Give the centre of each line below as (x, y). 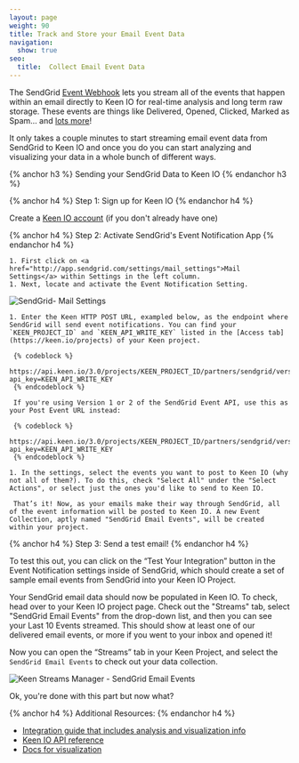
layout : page (33, 17)
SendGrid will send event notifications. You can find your (123, 325)
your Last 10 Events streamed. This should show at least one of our (132, 625)
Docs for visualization (62, 749)
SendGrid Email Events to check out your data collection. (113, 661)
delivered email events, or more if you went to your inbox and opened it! (141, 634)
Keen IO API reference (63, 740)
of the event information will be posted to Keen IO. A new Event (135, 511)
